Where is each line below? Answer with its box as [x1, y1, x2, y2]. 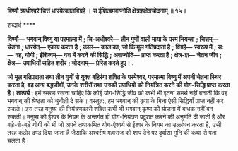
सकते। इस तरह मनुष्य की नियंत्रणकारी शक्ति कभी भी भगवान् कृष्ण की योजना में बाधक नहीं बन [7, 104, 213, 113]
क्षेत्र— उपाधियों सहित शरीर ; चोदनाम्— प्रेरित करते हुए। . [7, 59, 134, 67]
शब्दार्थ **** [7, 21, 36, 29]
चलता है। [7, 136, 30, 145]
